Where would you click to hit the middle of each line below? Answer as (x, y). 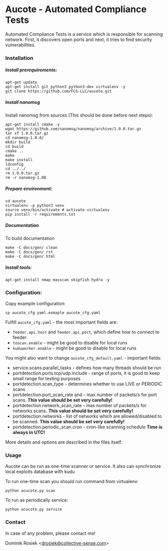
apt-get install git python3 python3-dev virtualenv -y (65, 87)
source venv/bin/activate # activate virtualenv (57, 210)
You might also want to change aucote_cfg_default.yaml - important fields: (83, 358)
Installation (19, 58)
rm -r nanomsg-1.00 (26, 178)
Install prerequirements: (31, 70)
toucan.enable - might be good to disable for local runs (70, 343)
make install (19, 160)
